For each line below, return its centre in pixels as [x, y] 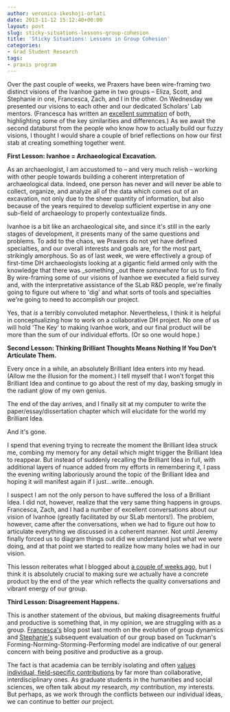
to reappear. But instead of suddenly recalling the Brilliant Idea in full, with [112, 459]
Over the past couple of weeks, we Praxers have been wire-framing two [109, 84]
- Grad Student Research [43, 52]
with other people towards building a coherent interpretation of [96, 177]
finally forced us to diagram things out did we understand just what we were [115, 538]
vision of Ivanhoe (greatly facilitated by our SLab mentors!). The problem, [111, 517]
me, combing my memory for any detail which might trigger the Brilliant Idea [115, 452]
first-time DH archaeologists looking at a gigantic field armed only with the [112, 263]
